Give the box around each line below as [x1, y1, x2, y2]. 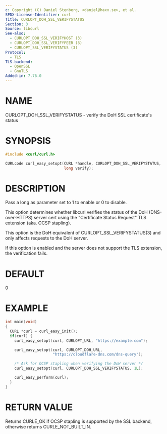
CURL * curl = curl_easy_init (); [10, 329, 78, 334]
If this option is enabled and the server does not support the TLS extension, [5, 245, 162, 251]
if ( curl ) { [10, 333, 33, 338]
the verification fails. [5, 250, 48, 256]
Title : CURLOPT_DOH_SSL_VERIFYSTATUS [5, 17, 85, 22]
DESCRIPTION [5, 183, 66, 194]
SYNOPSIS [5, 135, 51, 146]
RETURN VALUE [5, 401, 73, 413]
